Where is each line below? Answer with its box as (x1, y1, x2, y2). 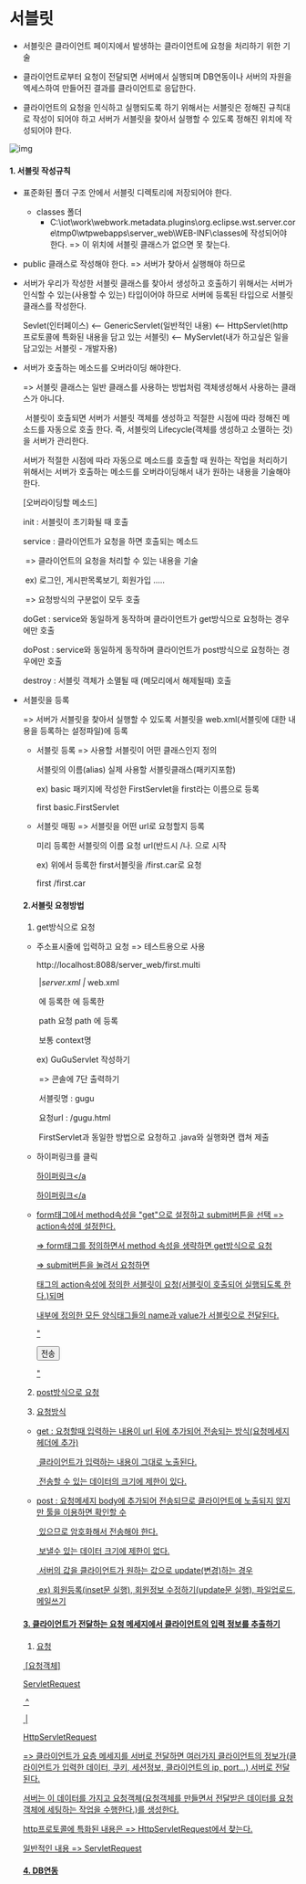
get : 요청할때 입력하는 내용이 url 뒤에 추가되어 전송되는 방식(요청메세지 (36, 1426, 290, 1437)
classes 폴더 (36, 206, 82, 217)
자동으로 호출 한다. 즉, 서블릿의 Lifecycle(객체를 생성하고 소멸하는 (46, 424, 280, 435)
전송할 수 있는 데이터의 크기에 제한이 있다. (38, 1476, 188, 1487)
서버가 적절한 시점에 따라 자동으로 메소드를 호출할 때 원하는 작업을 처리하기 (22, 455, 289, 466)
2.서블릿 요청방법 (22, 900, 85, 910)
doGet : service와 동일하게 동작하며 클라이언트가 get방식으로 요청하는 (22, 614, 273, 625)
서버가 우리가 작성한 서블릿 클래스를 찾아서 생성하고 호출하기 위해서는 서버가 (22, 278, 293, 289)
